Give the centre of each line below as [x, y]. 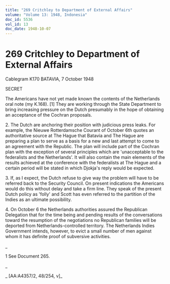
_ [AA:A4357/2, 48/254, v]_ [34, 276]
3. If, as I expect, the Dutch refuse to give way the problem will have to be [82, 178]
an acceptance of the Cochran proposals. [49, 115]
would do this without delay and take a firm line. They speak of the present [83, 189]
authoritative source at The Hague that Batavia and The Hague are [75, 136]
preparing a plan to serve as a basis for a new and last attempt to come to [82, 141]
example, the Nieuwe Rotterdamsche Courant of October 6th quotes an [80, 130]
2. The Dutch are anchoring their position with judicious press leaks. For [80, 125]
